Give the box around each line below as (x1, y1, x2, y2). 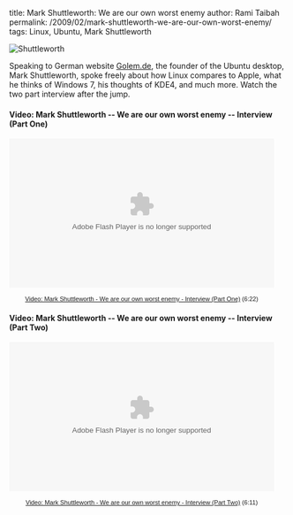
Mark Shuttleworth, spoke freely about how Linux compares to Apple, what (9, 70, 282, 81)
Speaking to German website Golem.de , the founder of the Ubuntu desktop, (9, 61, 285, 71)
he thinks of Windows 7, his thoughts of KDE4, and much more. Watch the (9, 80, 278, 89)
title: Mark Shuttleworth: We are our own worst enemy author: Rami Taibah (9, 8, 280, 18)
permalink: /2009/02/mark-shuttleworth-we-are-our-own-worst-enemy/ (9, 17, 272, 27)
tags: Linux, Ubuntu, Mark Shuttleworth (9, 27, 152, 36)
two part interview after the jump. (9, 88, 131, 99)
